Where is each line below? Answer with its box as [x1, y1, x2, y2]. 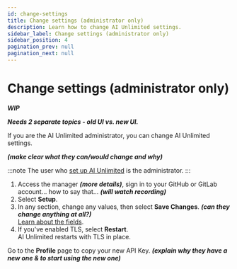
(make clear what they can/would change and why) [7, 152, 163, 161]
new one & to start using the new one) [7, 253, 122, 262]
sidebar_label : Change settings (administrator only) [7, 30, 170, 38]
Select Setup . [17, 195, 58, 203]
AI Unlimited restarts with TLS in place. [17, 232, 131, 241]
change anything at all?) [17, 210, 92, 218]
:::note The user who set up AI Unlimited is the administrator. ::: [7, 166, 191, 174]
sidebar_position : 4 [7, 37, 69, 44]
